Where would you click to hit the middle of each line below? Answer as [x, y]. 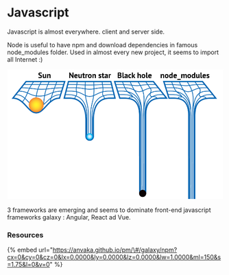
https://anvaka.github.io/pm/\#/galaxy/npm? [115, 250]
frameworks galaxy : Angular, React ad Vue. [69, 217]
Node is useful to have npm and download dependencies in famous [103, 45]
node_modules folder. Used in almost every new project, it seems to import [113, 52]
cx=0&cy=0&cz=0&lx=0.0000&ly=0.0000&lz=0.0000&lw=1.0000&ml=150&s [114, 257]
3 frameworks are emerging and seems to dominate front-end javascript [109, 210]
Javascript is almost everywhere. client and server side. [86, 32]
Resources [25, 235]
